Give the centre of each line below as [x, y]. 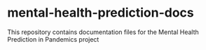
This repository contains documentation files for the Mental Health [103, 32]
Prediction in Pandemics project [53, 39]
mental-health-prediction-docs [101, 13]
